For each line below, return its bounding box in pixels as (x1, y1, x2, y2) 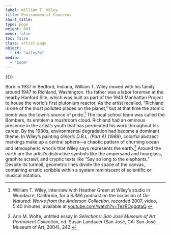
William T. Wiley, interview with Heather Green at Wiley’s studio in (12, 187, 151, 193)
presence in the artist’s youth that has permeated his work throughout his (5, 122, 159, 128)
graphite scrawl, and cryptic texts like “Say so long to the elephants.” (5, 156, 150, 162)
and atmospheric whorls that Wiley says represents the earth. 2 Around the (5, 144, 161, 151)
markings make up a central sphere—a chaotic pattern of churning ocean (5, 138, 159, 145)
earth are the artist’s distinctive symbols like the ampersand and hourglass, (5, 150, 162, 156)
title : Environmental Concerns (5, 12, 72, 17)
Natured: (12, 198, 32, 204)
